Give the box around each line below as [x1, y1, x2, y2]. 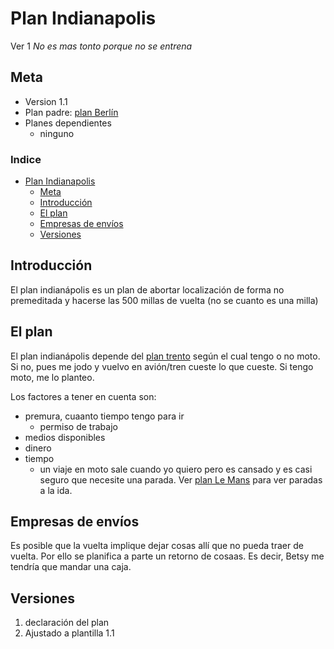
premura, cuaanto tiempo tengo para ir [24, 410, 185, 422]
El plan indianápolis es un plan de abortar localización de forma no [10, 283, 285, 296]
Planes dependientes [24, 117, 112, 129]
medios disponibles [24, 431, 106, 443]
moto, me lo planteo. [10, 371, 95, 383]
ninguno [39, 127, 75, 139]
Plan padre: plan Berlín [24, 106, 119, 118]
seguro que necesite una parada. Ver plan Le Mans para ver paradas [39, 473, 323, 486]
